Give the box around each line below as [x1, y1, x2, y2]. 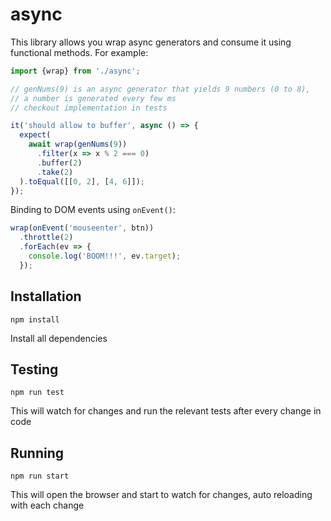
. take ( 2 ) [36, 167, 74, 177]
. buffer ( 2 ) [36, 158, 83, 168]
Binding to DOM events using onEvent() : [10, 204, 176, 216]
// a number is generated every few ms [10, 93, 177, 103]
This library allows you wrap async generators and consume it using [10, 36, 292, 48]
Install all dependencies [10, 332, 108, 344]
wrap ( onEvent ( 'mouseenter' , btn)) [10, 223, 155, 233]
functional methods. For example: [10, 46, 149, 58]
